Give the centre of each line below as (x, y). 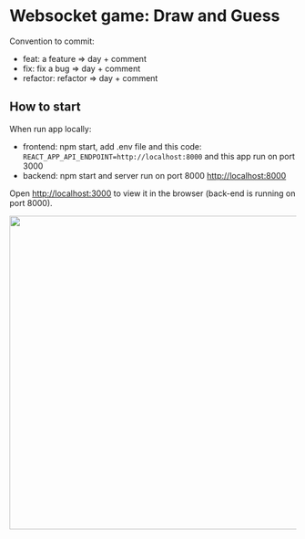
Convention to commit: (52, 41)
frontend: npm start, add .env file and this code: (112, 146)
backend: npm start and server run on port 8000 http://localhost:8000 (154, 175)
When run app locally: (51, 129)
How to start (45, 107)
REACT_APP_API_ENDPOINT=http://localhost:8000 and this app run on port (159, 156)
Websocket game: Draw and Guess (145, 16)
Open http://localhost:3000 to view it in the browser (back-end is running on (152, 193)
